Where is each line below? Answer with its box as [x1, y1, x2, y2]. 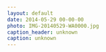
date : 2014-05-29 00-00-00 [7, 16, 84, 23]
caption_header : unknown [7, 28, 78, 36]
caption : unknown [7, 35, 57, 42]
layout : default [7, 9, 53, 17]
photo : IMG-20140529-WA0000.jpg [7, 22, 99, 29]
